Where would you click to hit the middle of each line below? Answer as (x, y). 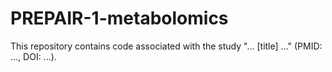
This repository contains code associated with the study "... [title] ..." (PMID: (166, 46)
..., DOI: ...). (33, 56)
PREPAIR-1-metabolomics (119, 18)
